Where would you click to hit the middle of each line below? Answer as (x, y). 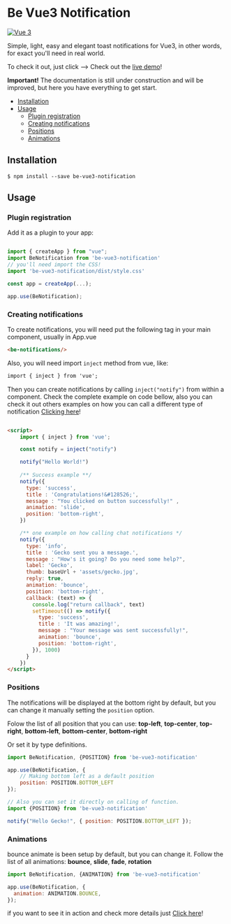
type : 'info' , (46, 546)
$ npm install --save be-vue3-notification (72, 176)
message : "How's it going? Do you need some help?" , (106, 559)
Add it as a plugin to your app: (51, 233)
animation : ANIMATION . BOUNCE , (57, 893)
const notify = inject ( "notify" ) (68, 449)
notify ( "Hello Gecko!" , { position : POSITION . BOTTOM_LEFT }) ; (99, 821)
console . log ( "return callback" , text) (89, 604)
